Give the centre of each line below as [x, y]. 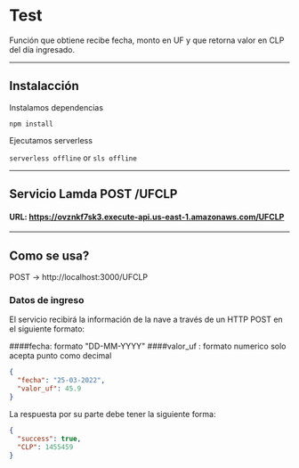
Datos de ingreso [47, 300]
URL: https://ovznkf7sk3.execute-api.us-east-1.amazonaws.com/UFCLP [147, 217]
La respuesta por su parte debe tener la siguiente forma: [113, 414]
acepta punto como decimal [61, 356]
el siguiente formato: [47, 329]
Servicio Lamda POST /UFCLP [93, 194]
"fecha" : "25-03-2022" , [61, 381]
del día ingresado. [42, 49]
